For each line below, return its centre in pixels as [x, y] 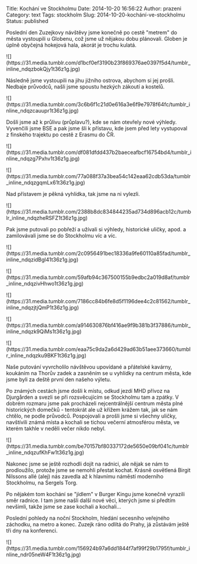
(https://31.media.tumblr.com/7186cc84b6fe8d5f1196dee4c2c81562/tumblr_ [98, 301]
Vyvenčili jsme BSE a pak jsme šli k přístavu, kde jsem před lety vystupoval [97, 128]
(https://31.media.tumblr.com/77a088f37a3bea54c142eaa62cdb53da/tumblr [98, 176]
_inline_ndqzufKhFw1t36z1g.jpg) [45, 452]
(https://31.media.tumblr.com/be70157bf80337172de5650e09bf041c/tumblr [98, 446]
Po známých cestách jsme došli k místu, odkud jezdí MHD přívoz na [88, 391]
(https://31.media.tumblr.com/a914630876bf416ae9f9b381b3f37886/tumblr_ [98, 325]
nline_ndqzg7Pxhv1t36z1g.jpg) [43, 158]
